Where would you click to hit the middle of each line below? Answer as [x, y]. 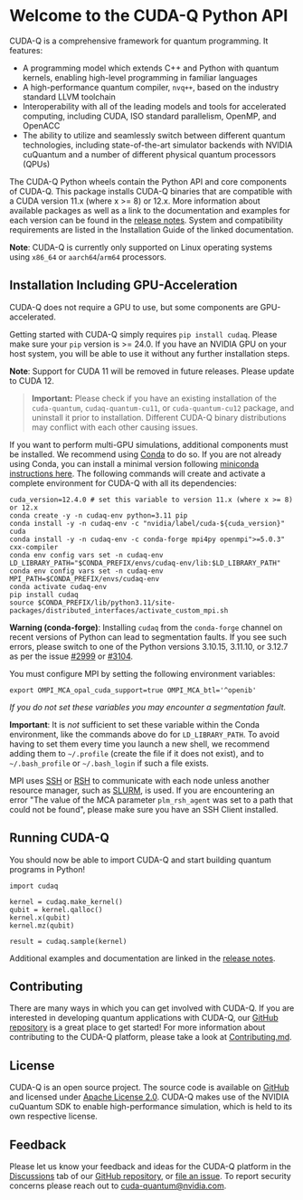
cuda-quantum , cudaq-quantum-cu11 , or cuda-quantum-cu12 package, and [163, 407]
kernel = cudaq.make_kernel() [66, 901]
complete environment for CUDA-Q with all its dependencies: [123, 483]
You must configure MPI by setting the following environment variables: [142, 673]
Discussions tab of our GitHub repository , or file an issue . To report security [150, 1176]
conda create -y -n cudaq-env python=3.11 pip [99, 515]
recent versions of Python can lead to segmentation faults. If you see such [148, 637]
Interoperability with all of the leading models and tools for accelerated [154, 106]
